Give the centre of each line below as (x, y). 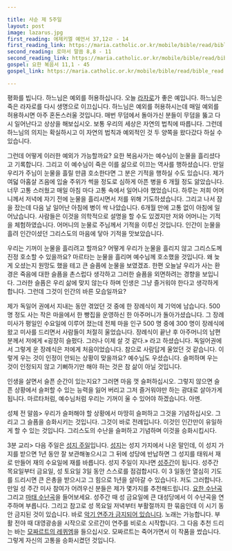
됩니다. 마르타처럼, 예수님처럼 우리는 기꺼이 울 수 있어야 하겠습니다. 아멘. (105, 398)
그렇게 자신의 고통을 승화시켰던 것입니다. (61, 540)
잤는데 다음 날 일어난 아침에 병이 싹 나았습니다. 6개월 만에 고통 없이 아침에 (114, 207)
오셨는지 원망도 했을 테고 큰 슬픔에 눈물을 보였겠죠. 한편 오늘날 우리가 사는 (114, 265)
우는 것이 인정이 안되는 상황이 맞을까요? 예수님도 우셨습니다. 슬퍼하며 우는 (119, 357)
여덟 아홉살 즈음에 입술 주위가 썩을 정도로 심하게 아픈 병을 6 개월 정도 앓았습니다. (116, 181)
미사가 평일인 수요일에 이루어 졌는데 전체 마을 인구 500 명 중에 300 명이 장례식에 (116, 323)
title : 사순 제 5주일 (35, 19)
